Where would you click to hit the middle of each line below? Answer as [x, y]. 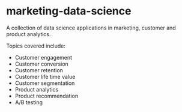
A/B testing [29, 102]
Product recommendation [47, 96]
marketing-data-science [69, 11]
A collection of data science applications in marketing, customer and [91, 28]
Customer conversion [42, 64]
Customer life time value [45, 76]
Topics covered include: [36, 46]
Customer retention [39, 70]
